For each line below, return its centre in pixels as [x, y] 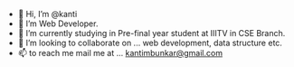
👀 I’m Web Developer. [58, 24]
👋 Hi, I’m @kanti [47, 14]
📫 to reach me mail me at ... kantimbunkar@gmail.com [120, 53]
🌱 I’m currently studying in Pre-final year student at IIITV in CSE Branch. [152, 33]
